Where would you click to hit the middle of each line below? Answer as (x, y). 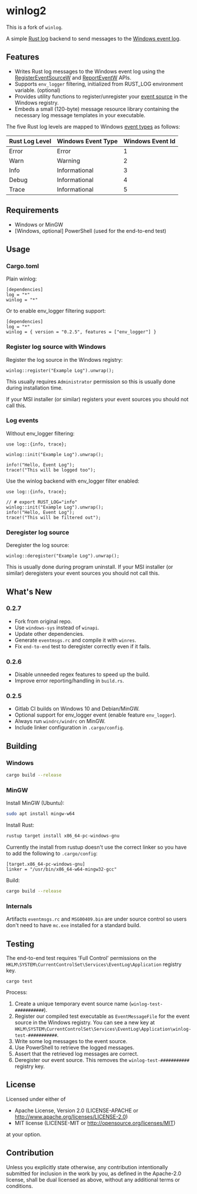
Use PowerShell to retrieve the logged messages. (74, 1048)
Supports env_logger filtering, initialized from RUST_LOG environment (99, 84)
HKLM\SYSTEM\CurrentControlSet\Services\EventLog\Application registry (94, 964)
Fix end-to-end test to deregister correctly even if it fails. (83, 646)
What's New (29, 591)
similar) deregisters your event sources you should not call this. (83, 573)
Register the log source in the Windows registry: (64, 359)
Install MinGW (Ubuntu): (35, 803)
